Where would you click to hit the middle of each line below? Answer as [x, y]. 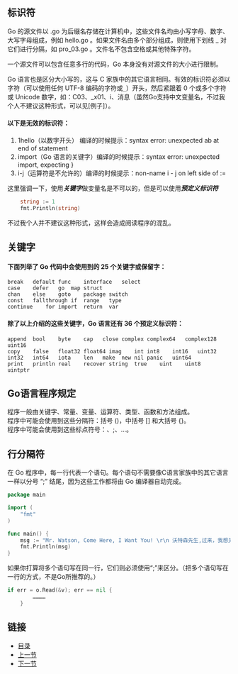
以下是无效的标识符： [38, 123]
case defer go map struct [55, 288]
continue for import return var [63, 307]
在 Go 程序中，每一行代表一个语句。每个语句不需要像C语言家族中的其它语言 [118, 473]
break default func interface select [74, 282]
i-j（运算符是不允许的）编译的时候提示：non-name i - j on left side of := [122, 173]
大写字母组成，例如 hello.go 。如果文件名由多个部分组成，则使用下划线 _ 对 [117, 40]
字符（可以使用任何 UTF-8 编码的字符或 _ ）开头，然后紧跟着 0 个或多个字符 [117, 88]
